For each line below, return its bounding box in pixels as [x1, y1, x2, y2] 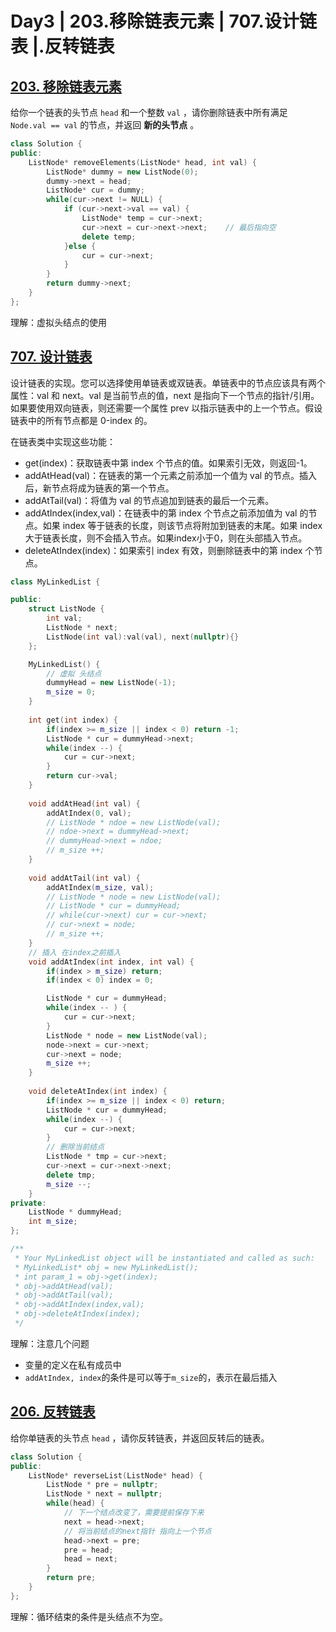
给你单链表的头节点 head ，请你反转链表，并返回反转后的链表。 [10, 1432, 270, 1444]
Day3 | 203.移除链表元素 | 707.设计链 [10, 10, 317, 33]
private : [10, 1198, 47, 1208]
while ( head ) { [46, 1498, 105, 1509]
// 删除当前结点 [46, 1142, 105, 1152]
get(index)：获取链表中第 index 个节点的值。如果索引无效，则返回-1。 [24, 457, 313, 469]
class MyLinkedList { [10, 577, 101, 587]
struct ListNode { [28, 604, 105, 614]
